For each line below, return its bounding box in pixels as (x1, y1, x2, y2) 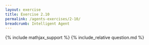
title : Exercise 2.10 (5, 12, 50, 17)
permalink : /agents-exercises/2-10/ (5, 16, 81, 21)
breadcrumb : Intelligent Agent (5, 21, 70, 26)
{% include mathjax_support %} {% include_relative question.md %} (5, 35, 145, 41)
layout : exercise (5, 7, 41, 12)
